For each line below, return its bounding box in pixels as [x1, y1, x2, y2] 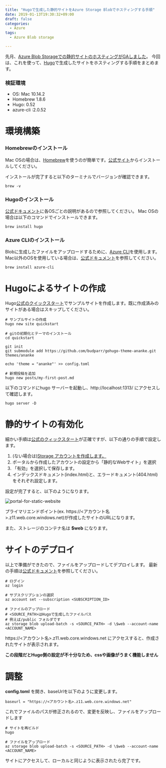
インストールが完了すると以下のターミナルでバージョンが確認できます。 [5, 174, 153, 179]
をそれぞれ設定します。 [12, 478, 60, 484]
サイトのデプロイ [5, 544, 75, 556]
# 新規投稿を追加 [5, 371, 36, 376]
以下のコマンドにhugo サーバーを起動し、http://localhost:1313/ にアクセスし [5, 385, 161, 391]
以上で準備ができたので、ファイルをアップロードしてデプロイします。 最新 [5, 562, 158, 568]
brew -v [5, 183, 21, 188]
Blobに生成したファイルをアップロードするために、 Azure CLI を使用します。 [5, 249, 160, 255]
